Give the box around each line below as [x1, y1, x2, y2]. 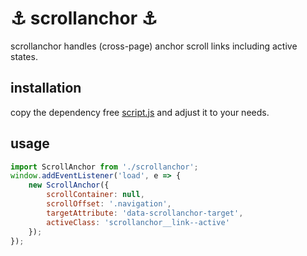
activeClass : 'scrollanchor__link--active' [46, 217, 230, 227]
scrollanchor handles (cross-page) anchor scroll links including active [10, 40, 298, 52]
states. [10, 50, 38, 62]
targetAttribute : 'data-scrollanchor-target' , [46, 208, 244, 218]
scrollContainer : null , [46, 190, 145, 200]
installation [10, 80, 82, 97]
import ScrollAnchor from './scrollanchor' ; [10, 162, 199, 172]
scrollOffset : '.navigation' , [46, 199, 172, 209]
